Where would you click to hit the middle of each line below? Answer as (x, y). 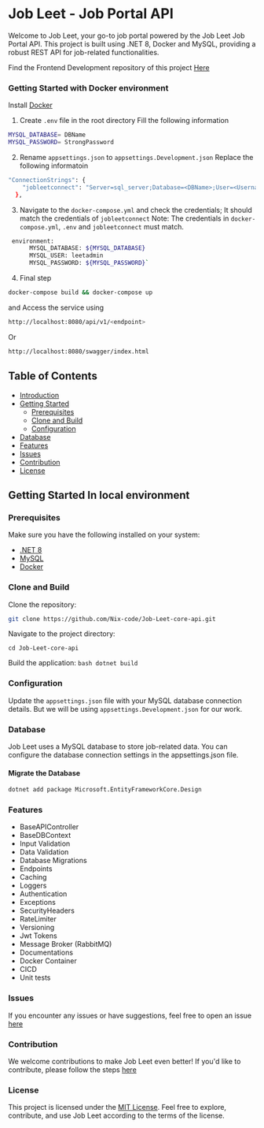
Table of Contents (53, 376)
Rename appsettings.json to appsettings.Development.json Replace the (136, 157)
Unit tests (35, 977)
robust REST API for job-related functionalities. (84, 52)
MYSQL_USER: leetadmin (66, 256)
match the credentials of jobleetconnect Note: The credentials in (124, 218)
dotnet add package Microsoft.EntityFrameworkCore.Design (105, 790)
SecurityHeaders (47, 910)
